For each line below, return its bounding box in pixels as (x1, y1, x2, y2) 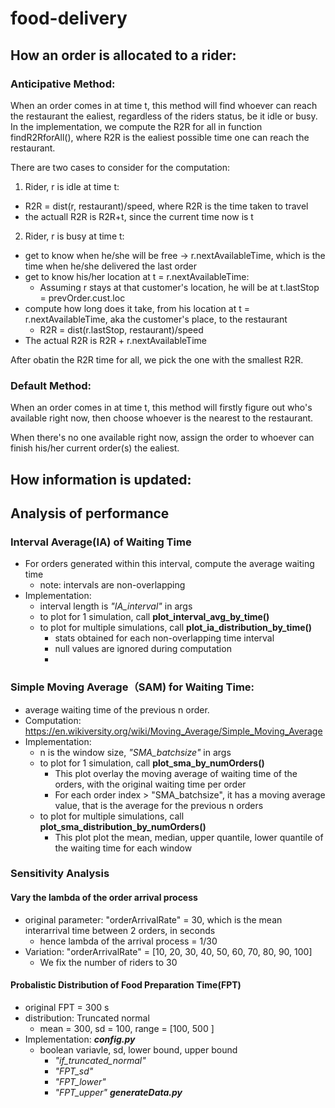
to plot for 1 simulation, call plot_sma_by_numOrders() (39, 757, 265, 769)
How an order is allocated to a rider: (10, 47, 237, 64)
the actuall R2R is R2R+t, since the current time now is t (24, 210, 254, 222)
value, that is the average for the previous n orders (54, 799, 264, 811)
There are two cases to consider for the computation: (10, 161, 230, 173)
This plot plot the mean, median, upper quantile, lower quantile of (54, 831, 324, 843)
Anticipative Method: (10, 77, 116, 91)
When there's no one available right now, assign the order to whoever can (10, 432, 315, 444)
